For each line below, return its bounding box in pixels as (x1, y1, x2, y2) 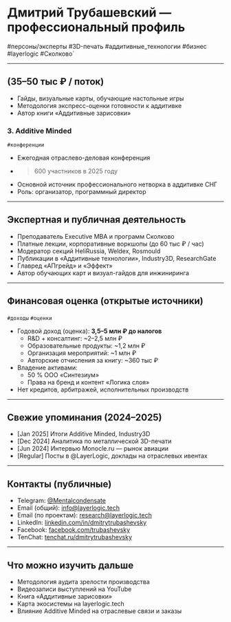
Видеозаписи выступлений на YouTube (16, 585, 132, 593)
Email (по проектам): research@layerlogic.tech (16, 511, 153, 519)
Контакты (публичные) (7, 478, 112, 490)
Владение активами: (16, 363, 78, 372)
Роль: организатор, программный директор (16, 188, 146, 196)
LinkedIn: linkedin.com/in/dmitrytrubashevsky (16, 518, 147, 527)
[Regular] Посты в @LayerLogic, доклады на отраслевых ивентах (16, 452, 208, 460)
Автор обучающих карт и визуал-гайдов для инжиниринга (16, 268, 190, 277)
